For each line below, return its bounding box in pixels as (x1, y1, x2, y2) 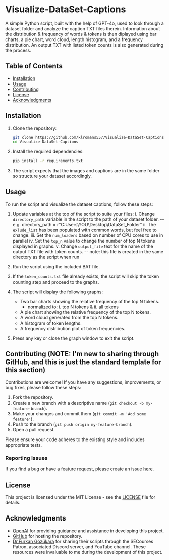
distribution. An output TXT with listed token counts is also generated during (5, 42, 164, 48)
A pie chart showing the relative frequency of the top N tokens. (20, 309, 151, 315)
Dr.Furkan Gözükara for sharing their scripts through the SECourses (12, 538, 154, 544)
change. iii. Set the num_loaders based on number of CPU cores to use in (12, 232, 163, 238)
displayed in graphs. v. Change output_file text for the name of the (12, 243, 153, 249)
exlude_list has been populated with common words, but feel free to (12, 227, 157, 233)
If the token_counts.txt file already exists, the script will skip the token (12, 273, 159, 279)
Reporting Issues (5, 454, 48, 461)
